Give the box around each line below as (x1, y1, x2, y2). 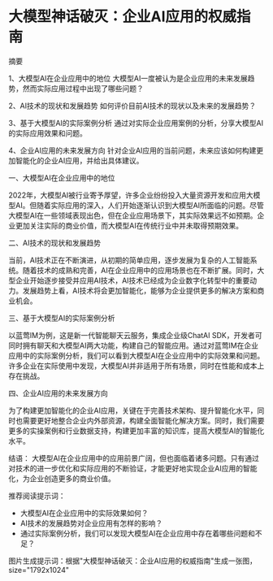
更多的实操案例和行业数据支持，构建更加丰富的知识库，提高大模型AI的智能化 (8, 426, 265, 436)
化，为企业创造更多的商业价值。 (8, 473, 115, 483)
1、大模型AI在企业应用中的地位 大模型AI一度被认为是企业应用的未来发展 (8, 73, 248, 83)
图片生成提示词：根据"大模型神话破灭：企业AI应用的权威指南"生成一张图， (8, 556, 258, 566)
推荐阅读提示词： (8, 491, 66, 501)
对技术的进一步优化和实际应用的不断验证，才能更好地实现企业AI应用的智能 (8, 463, 258, 473)
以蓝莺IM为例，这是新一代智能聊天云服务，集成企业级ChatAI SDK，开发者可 (8, 330, 262, 340)
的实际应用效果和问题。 (8, 128, 87, 138)
